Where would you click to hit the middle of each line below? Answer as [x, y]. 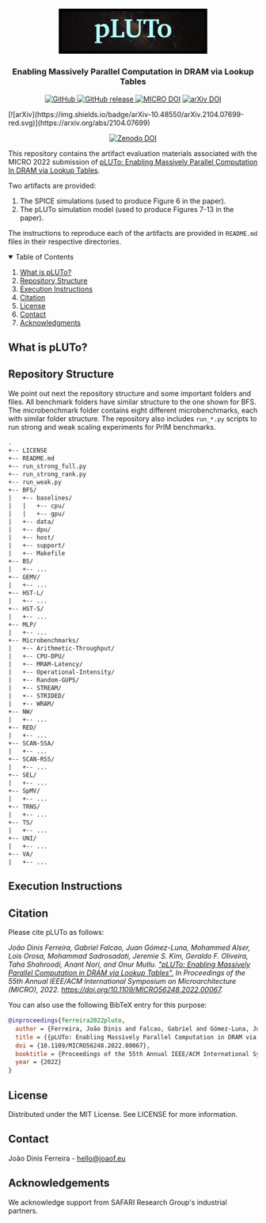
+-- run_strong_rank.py [47, 474]
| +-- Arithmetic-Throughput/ [61, 648]
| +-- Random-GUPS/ [44, 680]
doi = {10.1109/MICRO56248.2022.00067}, [83, 1046]
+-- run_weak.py [35, 482]
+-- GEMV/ [25, 577]
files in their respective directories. [65, 241]
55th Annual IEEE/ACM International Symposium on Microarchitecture [122, 982]
